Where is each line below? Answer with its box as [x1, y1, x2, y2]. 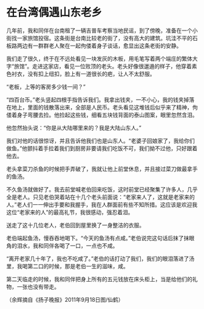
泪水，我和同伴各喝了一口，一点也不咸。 [16, 241, 118, 249]
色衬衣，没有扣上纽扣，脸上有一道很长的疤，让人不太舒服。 [6, 70, 155, 77]
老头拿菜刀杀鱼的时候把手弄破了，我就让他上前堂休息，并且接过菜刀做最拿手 [6, 165, 198, 172]
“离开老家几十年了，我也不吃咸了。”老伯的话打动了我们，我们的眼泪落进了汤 [6, 255, 195, 262]
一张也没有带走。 [16, 283, 59, 290]
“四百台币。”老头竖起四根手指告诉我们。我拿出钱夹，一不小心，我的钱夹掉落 [6, 95, 195, 103]
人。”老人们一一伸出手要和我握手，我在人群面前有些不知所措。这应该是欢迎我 [6, 201, 198, 208]
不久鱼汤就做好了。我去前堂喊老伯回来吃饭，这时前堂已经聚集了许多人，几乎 [6, 186, 198, 193]
